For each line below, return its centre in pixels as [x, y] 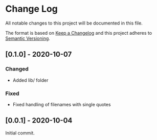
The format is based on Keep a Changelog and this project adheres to [79, 33]
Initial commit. [20, 133]
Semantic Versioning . [28, 38]
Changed [17, 69]
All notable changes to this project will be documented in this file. [74, 23]
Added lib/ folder [30, 80]
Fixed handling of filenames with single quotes [62, 104]
